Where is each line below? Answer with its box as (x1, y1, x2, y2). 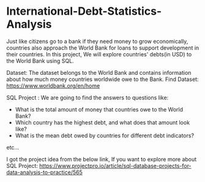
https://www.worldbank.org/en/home (6, 82, 100, 89)
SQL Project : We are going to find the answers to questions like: (6, 94, 169, 101)
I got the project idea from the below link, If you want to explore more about (6, 155, 197, 163)
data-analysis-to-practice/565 (6, 169, 83, 176)
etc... (6, 143, 20, 151)
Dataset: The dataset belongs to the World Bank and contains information (6, 69, 192, 76)
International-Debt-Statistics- (6, 4, 162, 18)
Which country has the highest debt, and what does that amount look (15, 118, 190, 126)
